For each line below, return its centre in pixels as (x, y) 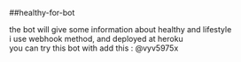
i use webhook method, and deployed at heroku (96, 39)
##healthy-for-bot (42, 13)
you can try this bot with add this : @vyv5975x (94, 48)
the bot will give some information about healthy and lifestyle (120, 29)
